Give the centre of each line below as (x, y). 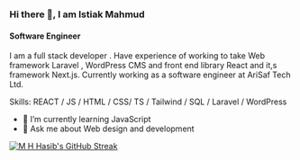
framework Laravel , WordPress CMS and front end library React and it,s (143, 66)
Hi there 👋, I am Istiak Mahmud (77, 14)
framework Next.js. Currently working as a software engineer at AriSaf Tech (150, 75)
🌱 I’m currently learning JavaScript (86, 120)
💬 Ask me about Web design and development (109, 129)
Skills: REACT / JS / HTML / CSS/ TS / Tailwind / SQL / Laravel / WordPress (148, 102)
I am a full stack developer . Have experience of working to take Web (137, 56)
